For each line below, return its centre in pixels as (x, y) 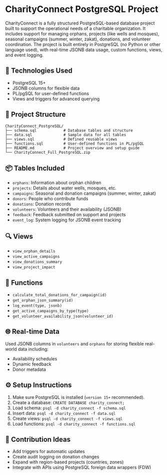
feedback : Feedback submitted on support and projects (69, 215)
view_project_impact (34, 267)
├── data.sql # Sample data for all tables (66, 135)
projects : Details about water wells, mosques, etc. (64, 188)
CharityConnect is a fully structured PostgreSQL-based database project (80, 23)
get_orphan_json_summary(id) (43, 300)
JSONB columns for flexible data (46, 88)
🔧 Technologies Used (39, 71)
